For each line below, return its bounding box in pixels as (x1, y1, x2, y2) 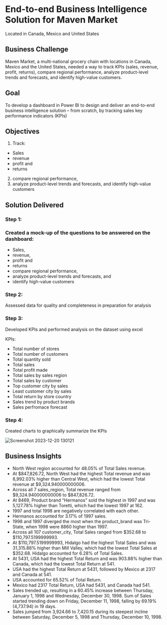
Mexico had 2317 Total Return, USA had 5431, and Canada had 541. (12, 582, 151, 588)
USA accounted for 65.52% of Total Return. (12, 577, 102, 583)
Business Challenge (5, 45, 69, 53)
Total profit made (12, 367, 48, 373)
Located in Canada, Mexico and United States (5, 30, 99, 36)
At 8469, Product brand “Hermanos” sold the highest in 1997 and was (12, 497, 156, 503)
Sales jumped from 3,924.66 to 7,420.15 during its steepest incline (12, 609, 148, 615)
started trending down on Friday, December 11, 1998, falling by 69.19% (12, 598, 157, 604)
